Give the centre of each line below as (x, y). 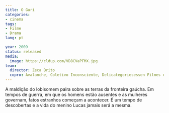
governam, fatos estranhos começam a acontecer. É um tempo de (74, 100)
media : (12, 56)
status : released (23, 51)
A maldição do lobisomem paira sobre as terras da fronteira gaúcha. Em (80, 89)
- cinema (14, 19)
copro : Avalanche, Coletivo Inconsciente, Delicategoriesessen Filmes (85, 75)
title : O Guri (20, 10)
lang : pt (14, 38)
